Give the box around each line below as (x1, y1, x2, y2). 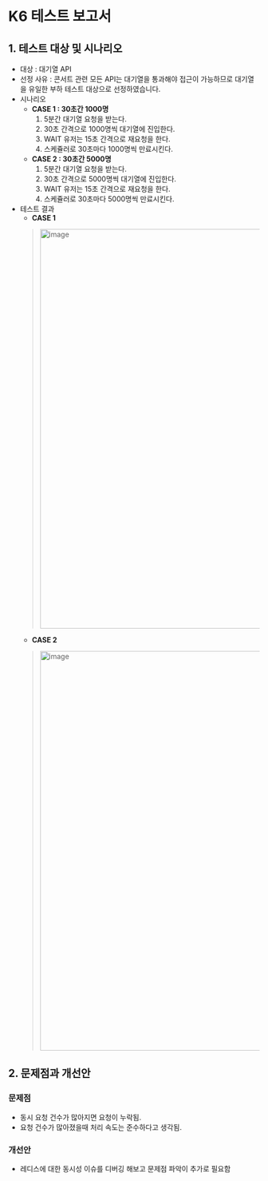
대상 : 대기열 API (19, 65, 72, 74)
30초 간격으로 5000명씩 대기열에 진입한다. (43, 174, 177, 184)
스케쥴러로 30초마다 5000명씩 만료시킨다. (43, 194, 175, 204)
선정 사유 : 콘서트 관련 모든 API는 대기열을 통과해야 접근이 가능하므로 (19, 74, 234, 84)
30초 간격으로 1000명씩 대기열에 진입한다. (43, 125, 175, 133)
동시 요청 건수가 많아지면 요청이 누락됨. (19, 1112, 142, 1122)
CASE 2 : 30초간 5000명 (31, 154, 112, 164)
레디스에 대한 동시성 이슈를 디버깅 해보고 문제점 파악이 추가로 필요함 (19, 1163, 231, 1173)
